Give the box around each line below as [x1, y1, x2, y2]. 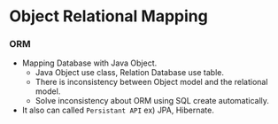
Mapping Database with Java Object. [21, 58, 158, 68]
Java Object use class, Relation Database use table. [35, 67, 224, 78]
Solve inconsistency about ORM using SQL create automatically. [35, 96, 270, 106]
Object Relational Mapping [9, 6, 208, 27]
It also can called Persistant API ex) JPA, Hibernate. [21, 105, 214, 116]
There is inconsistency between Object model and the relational [35, 77, 268, 88]
